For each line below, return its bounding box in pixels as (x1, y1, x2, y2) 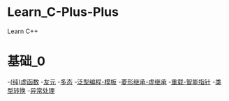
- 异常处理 (27, 86, 55, 94)
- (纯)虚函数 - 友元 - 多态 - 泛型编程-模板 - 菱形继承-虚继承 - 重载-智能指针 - (7, 77, 216, 86)
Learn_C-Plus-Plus (7, 4, 119, 20)
